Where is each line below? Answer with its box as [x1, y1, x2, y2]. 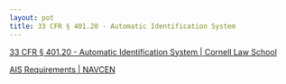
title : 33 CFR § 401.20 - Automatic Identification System [9, 22, 236, 31]
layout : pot [9, 13, 54, 23]
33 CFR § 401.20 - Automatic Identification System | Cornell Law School [9, 46, 278, 57]
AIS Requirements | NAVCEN [9, 64, 115, 75]
